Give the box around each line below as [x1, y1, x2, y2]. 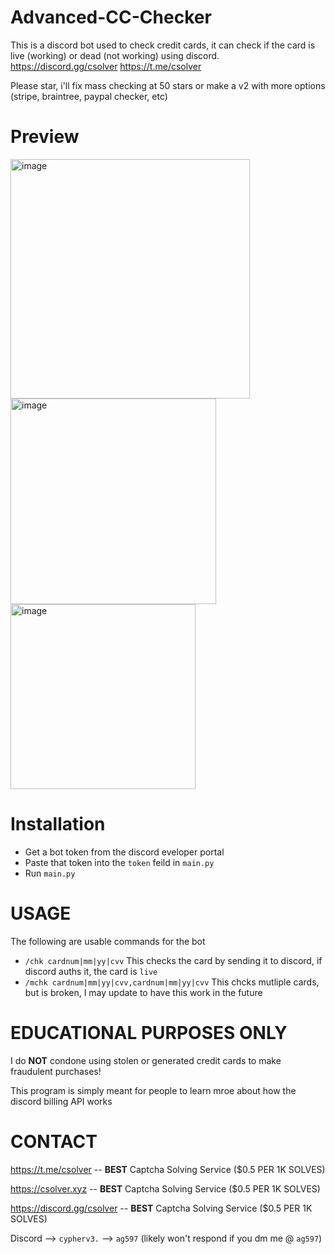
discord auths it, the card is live [24, 965, 158, 977]
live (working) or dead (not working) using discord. [10, 49, 220, 61]
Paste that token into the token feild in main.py [24, 856, 215, 868]
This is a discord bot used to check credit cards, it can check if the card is [10, 39, 316, 51]
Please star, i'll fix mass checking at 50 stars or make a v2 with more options [10, 79, 326, 91]
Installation [10, 813, 106, 836]
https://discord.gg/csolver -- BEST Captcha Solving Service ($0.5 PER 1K [10, 1202, 313, 1214]
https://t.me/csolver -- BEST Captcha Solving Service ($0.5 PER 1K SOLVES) [10, 1163, 326, 1175]
